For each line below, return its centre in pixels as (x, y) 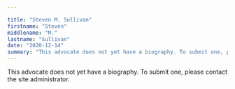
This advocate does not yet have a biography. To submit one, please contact (117, 72)
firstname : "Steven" (37, 26)
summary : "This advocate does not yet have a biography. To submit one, (115, 52)
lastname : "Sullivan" (39, 39)
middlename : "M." (33, 33)
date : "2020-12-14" (36, 46)
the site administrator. (38, 79)
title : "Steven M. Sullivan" (50, 19)
